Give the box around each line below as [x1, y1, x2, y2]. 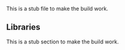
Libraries [6, 22, 40, 32]
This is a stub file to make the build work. [6, 5, 109, 12]
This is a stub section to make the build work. [6, 38, 119, 45]
